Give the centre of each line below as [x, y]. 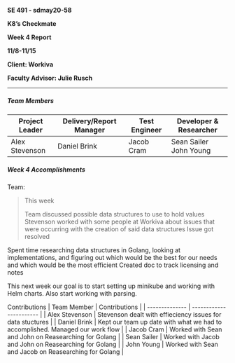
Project [31, 121]
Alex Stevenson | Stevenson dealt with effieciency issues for [134, 314]
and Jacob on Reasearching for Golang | [65, 351]
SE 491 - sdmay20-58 [40, 10]
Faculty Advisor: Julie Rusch [50, 78]
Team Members [31, 100]
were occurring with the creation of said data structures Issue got [119, 229]
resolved [37, 236]
